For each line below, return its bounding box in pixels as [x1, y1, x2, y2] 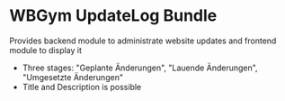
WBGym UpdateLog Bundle [9, 5, 218, 26]
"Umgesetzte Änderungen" [22, 71, 124, 82]
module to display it [9, 44, 83, 55]
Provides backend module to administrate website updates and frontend [9, 35, 277, 46]
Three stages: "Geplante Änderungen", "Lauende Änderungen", [22, 62, 258, 73]
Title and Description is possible [22, 81, 142, 92]
